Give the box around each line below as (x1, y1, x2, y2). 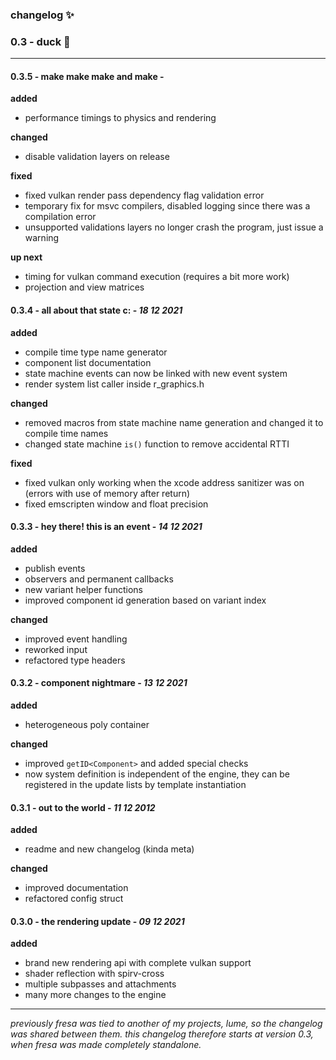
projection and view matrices (24, 281, 145, 293)
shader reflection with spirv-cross (24, 968, 165, 980)
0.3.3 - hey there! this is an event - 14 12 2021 (10, 521, 203, 533)
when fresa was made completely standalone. (10, 1039, 202, 1051)
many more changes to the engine (24, 989, 167, 1001)
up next (10, 251, 43, 263)
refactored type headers (24, 654, 126, 666)
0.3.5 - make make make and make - (10, 70, 165, 82)
